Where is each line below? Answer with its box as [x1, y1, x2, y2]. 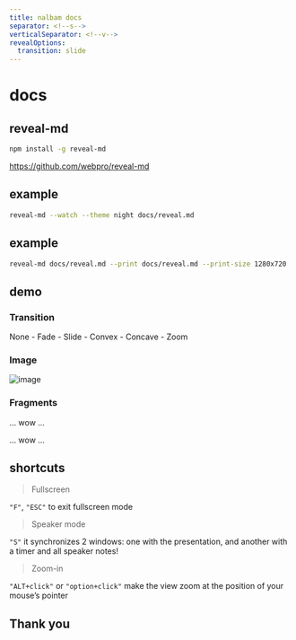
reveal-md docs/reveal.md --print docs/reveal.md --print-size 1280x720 [9, 259, 287, 268]
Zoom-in [30, 563, 64, 574]
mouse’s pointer [9, 590, 69, 601]
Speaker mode [30, 519, 86, 530]
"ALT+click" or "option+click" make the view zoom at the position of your [9, 581, 284, 592]
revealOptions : [9, 38, 66, 48]
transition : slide [17, 47, 87, 56]
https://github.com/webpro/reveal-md [9, 161, 150, 171]
